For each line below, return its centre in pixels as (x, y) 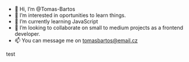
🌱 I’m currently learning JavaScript (56, 21)
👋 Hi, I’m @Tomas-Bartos (45, 9)
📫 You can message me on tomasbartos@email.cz (76, 40)
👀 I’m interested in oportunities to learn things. (70, 15)
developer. (27, 34)
